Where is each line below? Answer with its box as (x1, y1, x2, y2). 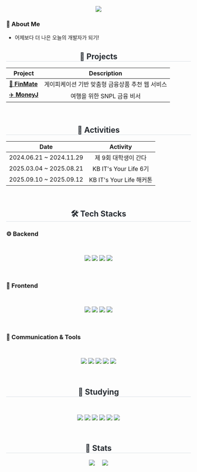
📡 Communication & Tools (6, 333, 81, 341)
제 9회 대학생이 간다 (94, 153, 147, 162)
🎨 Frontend (6, 282, 38, 290)
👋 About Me (6, 20, 40, 28)
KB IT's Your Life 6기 (92, 165, 150, 173)
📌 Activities (77, 125, 120, 135)
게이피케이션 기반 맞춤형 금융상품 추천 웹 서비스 (43, 81, 167, 89)
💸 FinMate (9, 80, 38, 88)
